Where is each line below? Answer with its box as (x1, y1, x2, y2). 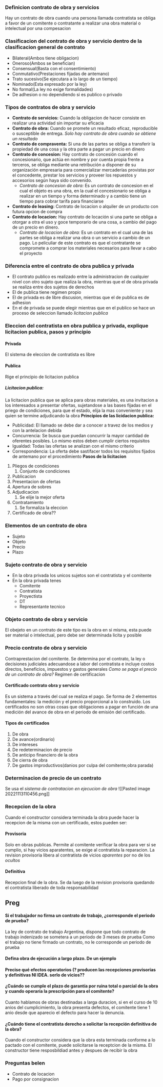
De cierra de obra (12, 757, 48, 763)
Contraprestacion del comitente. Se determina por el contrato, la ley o (5, 656, 145, 661)
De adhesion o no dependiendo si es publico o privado (12, 91, 122, 97)
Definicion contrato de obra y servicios (5, 4, 100, 11)
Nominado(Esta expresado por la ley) (12, 81, 87, 87)
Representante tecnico (19, 604, 65, 609)
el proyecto (19, 250, 42, 256)
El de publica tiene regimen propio (12, 289, 81, 295)
